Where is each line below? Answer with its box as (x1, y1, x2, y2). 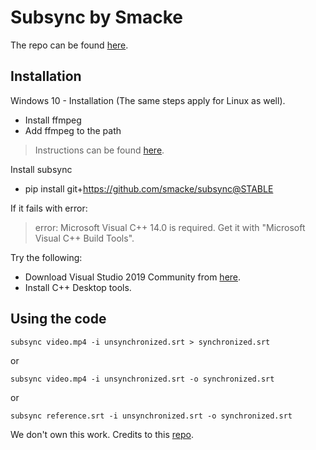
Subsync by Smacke (10, 6, 184, 29)
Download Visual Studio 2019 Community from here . (24, 271, 242, 283)
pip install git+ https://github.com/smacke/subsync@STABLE (24, 182, 274, 195)
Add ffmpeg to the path (24, 124, 122, 136)
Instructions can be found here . (34, 144, 165, 156)
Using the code (10, 311, 107, 328)
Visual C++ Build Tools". (34, 232, 135, 244)
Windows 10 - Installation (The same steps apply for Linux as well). (10, 94, 286, 106)
